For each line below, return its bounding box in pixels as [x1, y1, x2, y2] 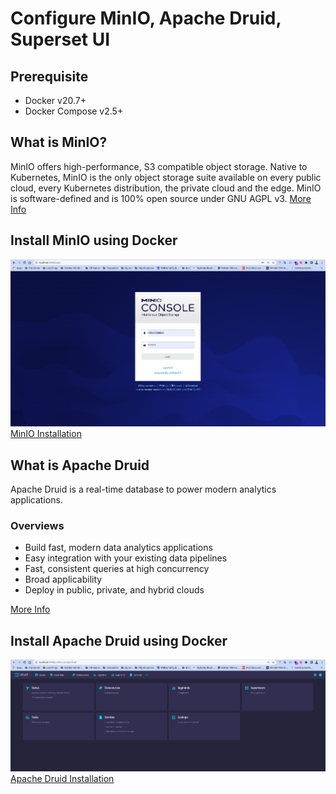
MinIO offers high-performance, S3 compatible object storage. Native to [10, 160, 308, 172]
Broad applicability [24, 573, 103, 586]
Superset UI [10, 28, 111, 51]
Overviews [10, 518, 65, 532]
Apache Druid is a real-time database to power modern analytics [10, 483, 277, 495]
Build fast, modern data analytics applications [24, 542, 213, 554]
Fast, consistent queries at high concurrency [24, 563, 210, 575]
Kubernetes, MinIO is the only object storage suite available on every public [10, 171, 322, 183]
